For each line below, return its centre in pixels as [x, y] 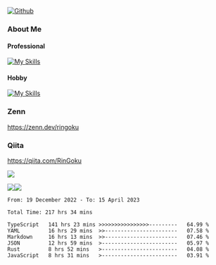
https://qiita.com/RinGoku [45, 160]
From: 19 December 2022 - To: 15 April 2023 [74, 200]
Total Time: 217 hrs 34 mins [50, 212]
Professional [26, 46]
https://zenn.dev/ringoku [43, 127]
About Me [25, 29]
